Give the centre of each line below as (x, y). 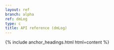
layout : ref (17, 10)
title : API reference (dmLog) (36, 28)
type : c (13, 24)
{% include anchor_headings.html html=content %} (57, 42)
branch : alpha (20, 14)
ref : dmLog (16, 19)
